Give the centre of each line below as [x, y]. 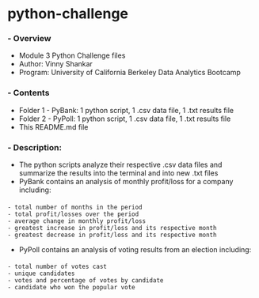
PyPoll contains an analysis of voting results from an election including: [135, 249]
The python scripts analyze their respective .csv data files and [120, 165]
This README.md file [53, 126]
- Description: [35, 147]
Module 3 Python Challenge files [72, 55]
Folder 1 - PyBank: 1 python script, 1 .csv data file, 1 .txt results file [126, 110]
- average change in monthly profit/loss [77, 221]
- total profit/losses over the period [73, 214]
